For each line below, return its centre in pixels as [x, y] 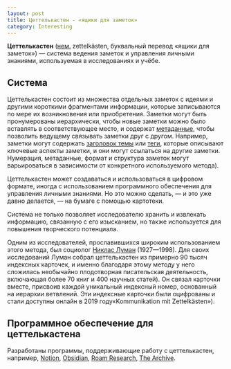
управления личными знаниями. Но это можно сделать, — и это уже [110, 194]
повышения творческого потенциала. [63, 229]
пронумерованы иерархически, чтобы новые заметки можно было [107, 121]
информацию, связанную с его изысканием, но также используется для [114, 222]
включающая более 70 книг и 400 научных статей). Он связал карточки [114, 279]
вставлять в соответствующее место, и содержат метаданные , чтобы [111, 129]
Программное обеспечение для [80, 323]
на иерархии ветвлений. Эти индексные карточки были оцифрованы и [111, 294]
